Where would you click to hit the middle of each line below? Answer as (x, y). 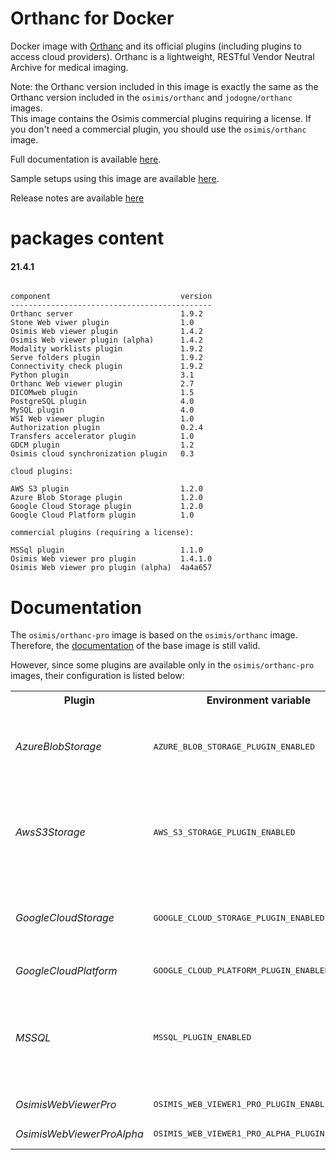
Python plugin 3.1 (102, 375)
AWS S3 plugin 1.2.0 (106, 489)
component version (111, 297)
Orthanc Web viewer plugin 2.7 (102, 384)
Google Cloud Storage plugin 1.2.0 (106, 507)
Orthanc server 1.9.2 (106, 314)
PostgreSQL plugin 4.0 (102, 402)
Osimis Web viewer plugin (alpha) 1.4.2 (106, 340)
